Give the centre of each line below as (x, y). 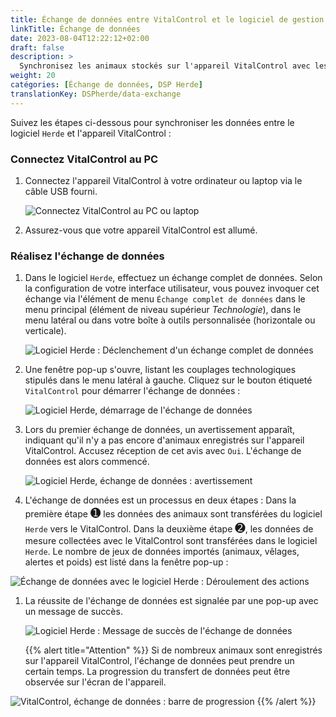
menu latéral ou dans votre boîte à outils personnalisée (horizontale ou (170, 320)
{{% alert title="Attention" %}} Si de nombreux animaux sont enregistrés (173, 650)
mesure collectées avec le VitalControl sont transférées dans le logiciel (171, 541)
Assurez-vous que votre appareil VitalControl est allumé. (141, 230)
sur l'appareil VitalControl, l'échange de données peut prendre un (159, 661)
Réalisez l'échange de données (87, 256)
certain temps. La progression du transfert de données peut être (157, 672)
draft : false (37, 47)
